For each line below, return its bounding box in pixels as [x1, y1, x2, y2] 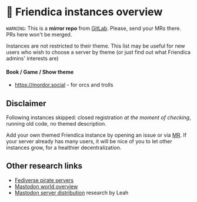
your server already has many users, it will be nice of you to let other [6, 137, 172, 144]
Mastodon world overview [14, 183, 78, 190]
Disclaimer [6, 98, 46, 108]
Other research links [6, 161, 83, 171]
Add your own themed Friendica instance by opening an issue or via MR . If [6, 132, 187, 139]
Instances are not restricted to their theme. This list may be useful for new [6, 42, 185, 49]
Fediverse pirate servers [14, 176, 74, 184]
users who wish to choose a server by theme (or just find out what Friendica [6, 48, 191, 55]
